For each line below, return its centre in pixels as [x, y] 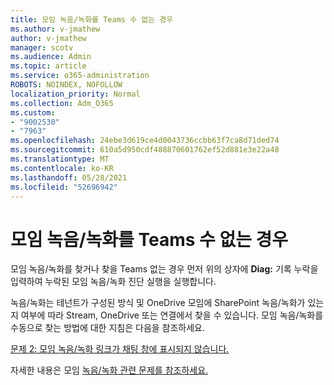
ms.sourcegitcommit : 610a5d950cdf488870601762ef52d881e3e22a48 [145, 150]
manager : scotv [42, 47]
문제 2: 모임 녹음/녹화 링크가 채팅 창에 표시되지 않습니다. [120, 349]
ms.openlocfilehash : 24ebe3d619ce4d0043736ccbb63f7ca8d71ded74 [145, 141]
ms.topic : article [48, 66]
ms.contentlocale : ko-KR [62, 168]
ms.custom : [33, 112]
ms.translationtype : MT [60, 159]
